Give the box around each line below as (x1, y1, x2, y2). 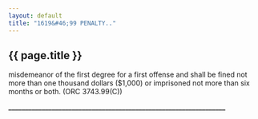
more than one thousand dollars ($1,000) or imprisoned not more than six (8, 78, 250, 88)
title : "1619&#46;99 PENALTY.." (8, 19, 116, 27)
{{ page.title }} (8, 49, 83, 62)
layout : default (8, 11, 62, 20)
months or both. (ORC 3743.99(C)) (8, 87, 123, 97)
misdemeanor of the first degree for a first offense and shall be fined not (8, 69, 248, 80)
